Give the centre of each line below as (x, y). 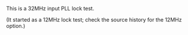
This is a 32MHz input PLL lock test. (50, 8)
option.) (16, 26)
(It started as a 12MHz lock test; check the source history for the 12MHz (94, 20)
